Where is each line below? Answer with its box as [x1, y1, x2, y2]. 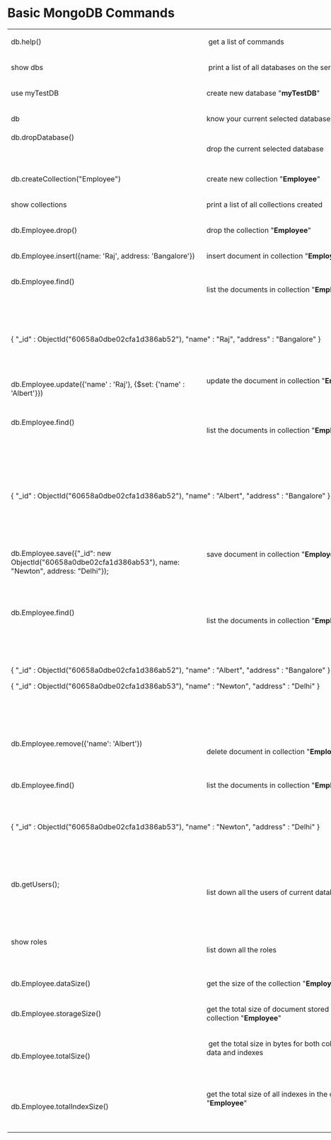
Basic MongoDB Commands [7, 5, 175, 21]
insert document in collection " [206, 251, 309, 261]
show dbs [11, 62, 44, 72]
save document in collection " [206, 549, 306, 559]
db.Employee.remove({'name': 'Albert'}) [11, 739, 143, 748]
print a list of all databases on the [208, 62, 319, 72]
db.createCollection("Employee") [11, 173, 122, 183]
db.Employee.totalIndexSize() [11, 1101, 109, 1111]
